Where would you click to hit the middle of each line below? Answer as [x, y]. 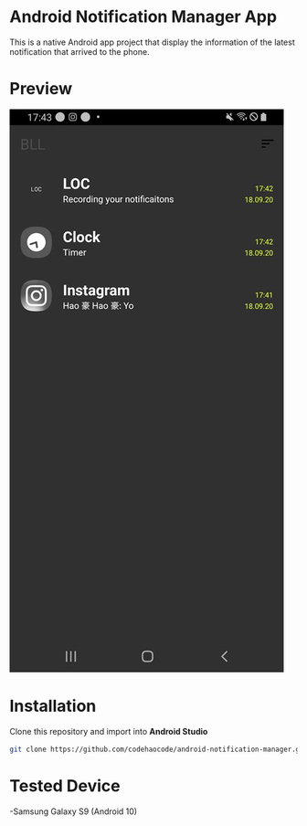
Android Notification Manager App [143, 17]
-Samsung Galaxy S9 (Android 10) [74, 811]
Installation [53, 706]
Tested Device [65, 785]
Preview [41, 89]
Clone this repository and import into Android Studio [109, 731]
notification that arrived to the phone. [79, 51]
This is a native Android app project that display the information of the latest [152, 42]
